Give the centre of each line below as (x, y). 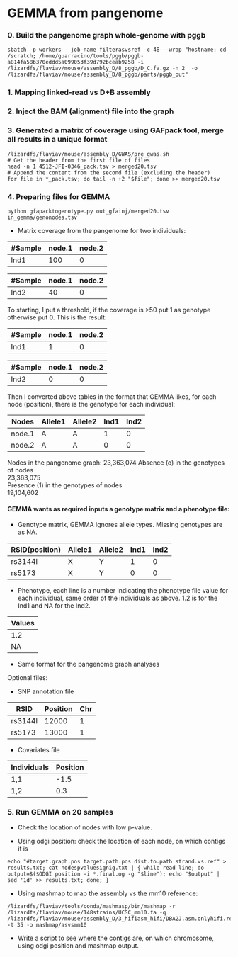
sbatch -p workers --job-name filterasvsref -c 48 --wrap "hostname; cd (117, 50)
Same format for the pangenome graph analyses (89, 664)
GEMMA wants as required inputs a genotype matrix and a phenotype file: (119, 509)
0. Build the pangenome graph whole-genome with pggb (107, 35)
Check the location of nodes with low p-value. (85, 827)
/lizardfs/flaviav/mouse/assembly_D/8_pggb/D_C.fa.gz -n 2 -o (103, 69)
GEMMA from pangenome (85, 13)
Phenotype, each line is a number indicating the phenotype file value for (123, 591)
